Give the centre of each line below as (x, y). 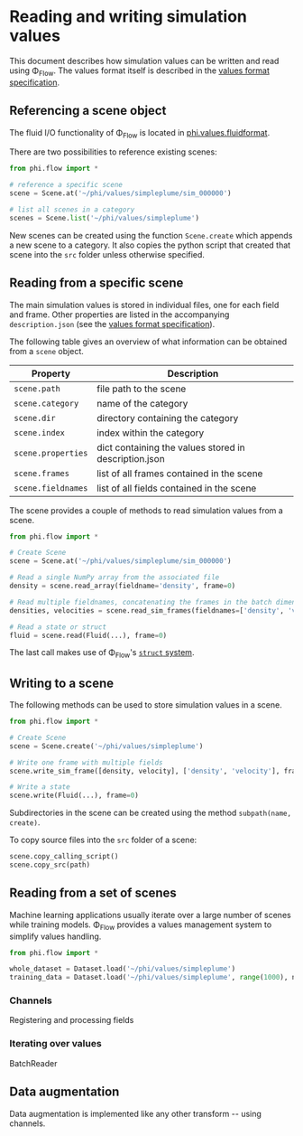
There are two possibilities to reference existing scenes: (114, 152)
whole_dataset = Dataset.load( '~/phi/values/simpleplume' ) (123, 969)
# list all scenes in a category (72, 210)
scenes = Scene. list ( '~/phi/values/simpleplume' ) (105, 218)
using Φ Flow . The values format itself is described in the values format (140, 71)
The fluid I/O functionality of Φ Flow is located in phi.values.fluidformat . (140, 133)
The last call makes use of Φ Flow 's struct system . (102, 654)
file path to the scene (141, 389)
